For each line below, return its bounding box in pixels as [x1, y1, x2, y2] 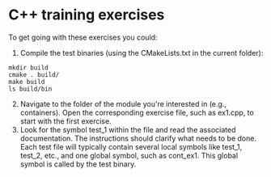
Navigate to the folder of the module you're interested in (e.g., [19, 99, 227, 108]
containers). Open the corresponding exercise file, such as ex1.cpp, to [19, 107, 255, 117]
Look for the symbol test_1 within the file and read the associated [19, 124, 236, 134]
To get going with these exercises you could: [8, 32, 158, 42]
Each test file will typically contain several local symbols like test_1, [19, 141, 243, 151]
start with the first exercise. [19, 116, 112, 126]
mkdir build [8, 63, 49, 72]
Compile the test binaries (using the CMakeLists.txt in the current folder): [19, 48, 264, 57]
